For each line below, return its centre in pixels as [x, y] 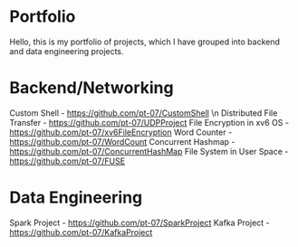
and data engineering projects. [67, 51]
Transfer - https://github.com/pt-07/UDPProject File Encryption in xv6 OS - [149, 122]
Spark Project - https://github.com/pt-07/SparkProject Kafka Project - [139, 223]
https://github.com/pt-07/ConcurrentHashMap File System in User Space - [149, 151]
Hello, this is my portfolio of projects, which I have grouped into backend [145, 42]
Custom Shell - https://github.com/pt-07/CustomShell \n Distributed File [144, 113]
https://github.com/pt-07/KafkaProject [81, 232]
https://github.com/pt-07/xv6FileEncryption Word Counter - [121, 132]
